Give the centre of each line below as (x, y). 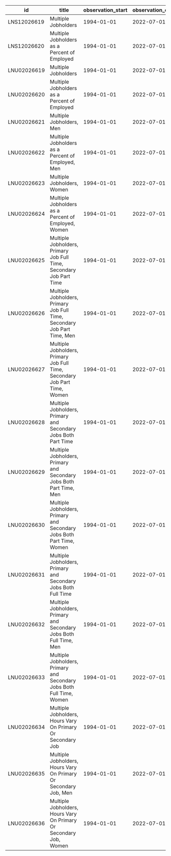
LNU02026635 (26, 774)
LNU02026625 (26, 260)
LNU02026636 (26, 823)
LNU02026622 (26, 153)
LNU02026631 (26, 575)
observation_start (105, 10)
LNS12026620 (26, 46)
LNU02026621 (26, 122)
